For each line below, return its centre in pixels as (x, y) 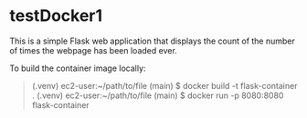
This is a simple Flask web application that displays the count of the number (152, 41)
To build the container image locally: (78, 68)
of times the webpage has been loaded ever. (94, 50)
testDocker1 (56, 16)
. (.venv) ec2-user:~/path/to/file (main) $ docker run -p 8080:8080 (158, 95)
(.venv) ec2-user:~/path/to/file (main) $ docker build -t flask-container (164, 85)
